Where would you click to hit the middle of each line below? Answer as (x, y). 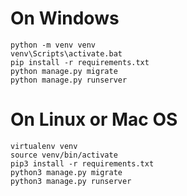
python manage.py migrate (64, 71)
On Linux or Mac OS (94, 119)
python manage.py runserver (69, 80)
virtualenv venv (44, 146)
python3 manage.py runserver (71, 181)
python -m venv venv (53, 45)
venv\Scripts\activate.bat (66, 53)
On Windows (65, 18)
